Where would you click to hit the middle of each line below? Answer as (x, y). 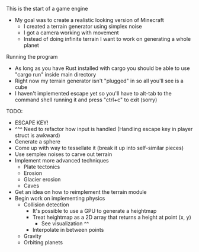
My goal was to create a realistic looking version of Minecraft (89, 20)
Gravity (32, 236)
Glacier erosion (42, 179)
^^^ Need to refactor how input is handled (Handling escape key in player (104, 129)
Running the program (32, 57)
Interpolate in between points (68, 230)
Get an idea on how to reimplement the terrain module (81, 192)
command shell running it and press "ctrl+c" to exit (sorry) (86, 100)
